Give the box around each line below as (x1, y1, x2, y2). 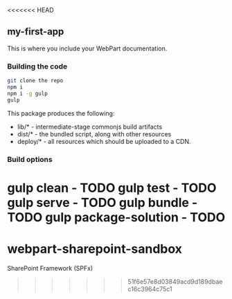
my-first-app (7, 26, 64, 37)
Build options (7, 154, 53, 164)
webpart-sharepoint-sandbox (7, 241, 182, 257)
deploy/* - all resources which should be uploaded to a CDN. (17, 137, 192, 145)
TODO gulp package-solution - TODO (7, 209, 226, 225)
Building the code (7, 62, 68, 71)
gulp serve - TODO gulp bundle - (7, 194, 198, 210)
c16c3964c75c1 (127, 284, 172, 293)
